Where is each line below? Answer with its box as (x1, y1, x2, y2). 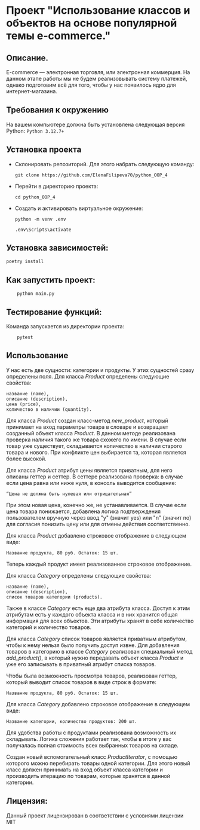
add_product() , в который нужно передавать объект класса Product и (6, 654, 184, 661)
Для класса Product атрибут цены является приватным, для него (6, 466, 173, 474)
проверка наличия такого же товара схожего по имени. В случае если (6, 436, 187, 443)
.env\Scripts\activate (14, 227, 72, 233)
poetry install (6, 258, 44, 265)
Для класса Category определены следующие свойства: (6, 572, 152, 579)
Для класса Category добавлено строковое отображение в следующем (6, 700, 190, 707)
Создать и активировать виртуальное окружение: (14, 205, 143, 212)
